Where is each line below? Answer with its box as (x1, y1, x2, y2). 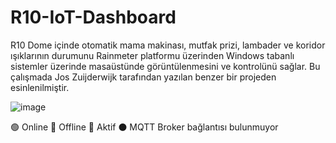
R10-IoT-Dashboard (10, 6, 177, 29)
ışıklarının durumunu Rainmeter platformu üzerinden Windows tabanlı (10, 49, 295, 61)
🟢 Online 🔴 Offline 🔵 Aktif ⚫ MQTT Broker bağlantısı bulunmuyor (10, 121, 279, 133)
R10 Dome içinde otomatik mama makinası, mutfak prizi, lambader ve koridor (10, 39, 326, 51)
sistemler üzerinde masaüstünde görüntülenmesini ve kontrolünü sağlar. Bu (10, 60, 321, 72)
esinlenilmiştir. (10, 81, 70, 93)
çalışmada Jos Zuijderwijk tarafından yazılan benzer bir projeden (10, 71, 277, 83)
